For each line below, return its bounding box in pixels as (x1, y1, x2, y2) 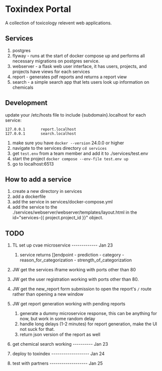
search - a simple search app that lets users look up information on (12, 79, 150, 85)
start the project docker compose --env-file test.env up (12, 155, 129, 162)
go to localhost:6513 (12, 161, 54, 167)
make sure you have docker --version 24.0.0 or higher (12, 140, 124, 146)
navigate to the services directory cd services (12, 145, 107, 151)
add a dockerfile (12, 193, 46, 199)
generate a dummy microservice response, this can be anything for (19, 310, 157, 316)
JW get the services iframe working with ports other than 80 (12, 267, 136, 273)
